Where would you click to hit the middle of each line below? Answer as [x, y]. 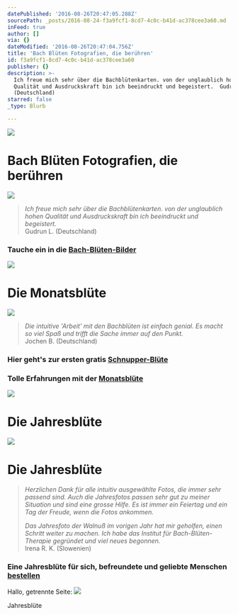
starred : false [30, 100]
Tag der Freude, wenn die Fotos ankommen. [89, 512]
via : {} [19, 40]
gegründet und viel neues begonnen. [107, 541]
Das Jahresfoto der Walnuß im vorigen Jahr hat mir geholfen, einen [123, 526]
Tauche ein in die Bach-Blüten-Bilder [72, 249]
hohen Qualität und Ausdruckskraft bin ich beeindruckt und [112, 216]
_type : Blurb [27, 106]
